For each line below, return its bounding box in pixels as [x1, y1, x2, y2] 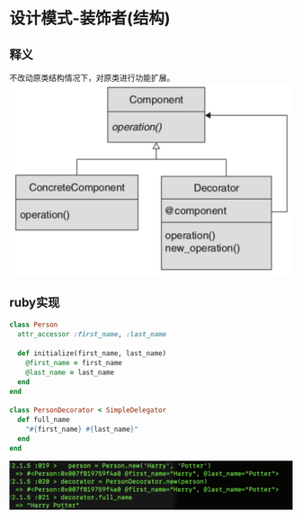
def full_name [17, 416, 70, 425]
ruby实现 [9, 294, 60, 310]
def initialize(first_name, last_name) [17, 349, 167, 358]
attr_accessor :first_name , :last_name [17, 330, 167, 339]
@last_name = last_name [25, 368, 115, 377]
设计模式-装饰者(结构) [9, 8, 171, 29]
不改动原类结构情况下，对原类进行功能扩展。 [9, 73, 175, 83]
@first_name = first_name [25, 358, 123, 367]
